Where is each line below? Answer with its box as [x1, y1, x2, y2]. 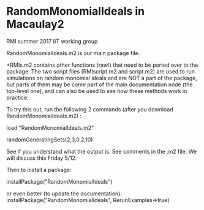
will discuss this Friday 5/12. [6, 154, 77, 162]
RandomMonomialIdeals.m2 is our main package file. [6, 49, 140, 56]
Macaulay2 [6, 17, 64, 31]
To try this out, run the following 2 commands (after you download [6, 105, 173, 113]
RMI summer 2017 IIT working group [6, 37, 98, 45]
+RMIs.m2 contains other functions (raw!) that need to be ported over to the [6, 61, 198, 69]
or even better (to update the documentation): [6, 190, 123, 197]
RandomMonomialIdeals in [6, 4, 145, 18]
